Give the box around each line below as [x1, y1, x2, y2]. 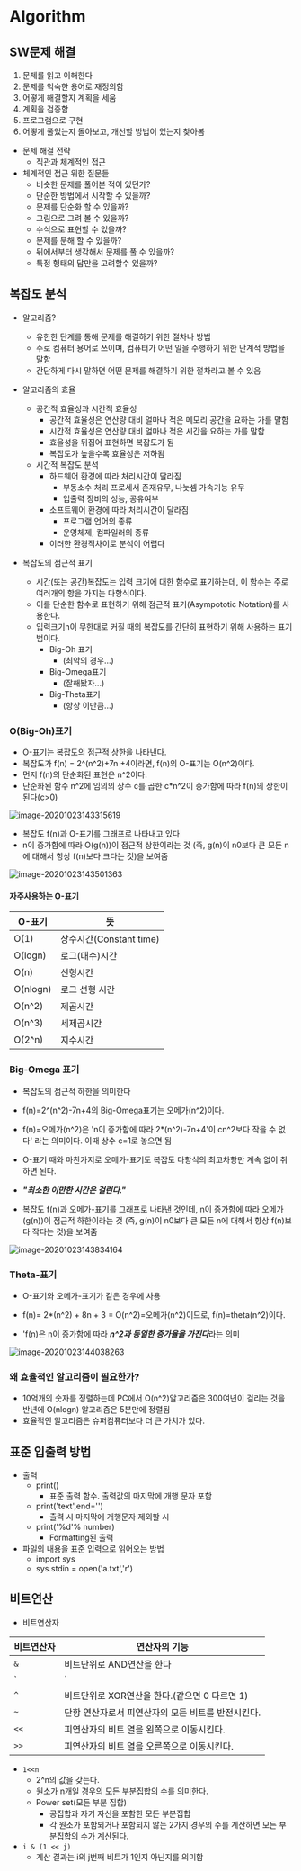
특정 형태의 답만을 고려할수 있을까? [35, 258, 158, 268]
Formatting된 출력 [49, 1532, 114, 1544]
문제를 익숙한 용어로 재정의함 [22, 81, 124, 92]
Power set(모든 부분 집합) [35, 1796, 128, 1807]
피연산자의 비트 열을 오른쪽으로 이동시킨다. [64, 1740, 234, 1752]
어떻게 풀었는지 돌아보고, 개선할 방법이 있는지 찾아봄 [22, 126, 205, 137]
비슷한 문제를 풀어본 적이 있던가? [35, 179, 151, 190]
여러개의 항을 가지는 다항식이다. [35, 587, 146, 598]
